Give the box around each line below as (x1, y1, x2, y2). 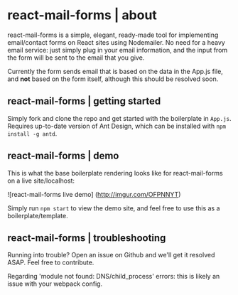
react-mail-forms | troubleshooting (7, 232, 166, 244)
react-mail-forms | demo (7, 150, 119, 162)
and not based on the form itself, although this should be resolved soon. (7, 75, 219, 83)
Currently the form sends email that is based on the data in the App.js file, (7, 67, 224, 75)
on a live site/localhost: (7, 176, 75, 185)
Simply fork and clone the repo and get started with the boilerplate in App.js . (7, 114, 232, 122)
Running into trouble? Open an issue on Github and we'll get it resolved (7, 251, 215, 259)
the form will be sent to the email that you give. (7, 53, 145, 62)
